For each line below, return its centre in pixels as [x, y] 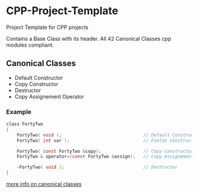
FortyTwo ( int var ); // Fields [92, 140]
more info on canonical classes [44, 184]
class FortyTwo [25, 124]
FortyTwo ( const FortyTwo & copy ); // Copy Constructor [105, 151]
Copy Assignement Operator [49, 96]
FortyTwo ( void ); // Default [93, 135]
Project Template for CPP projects [47, 27]
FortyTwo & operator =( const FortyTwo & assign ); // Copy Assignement [105, 157]
